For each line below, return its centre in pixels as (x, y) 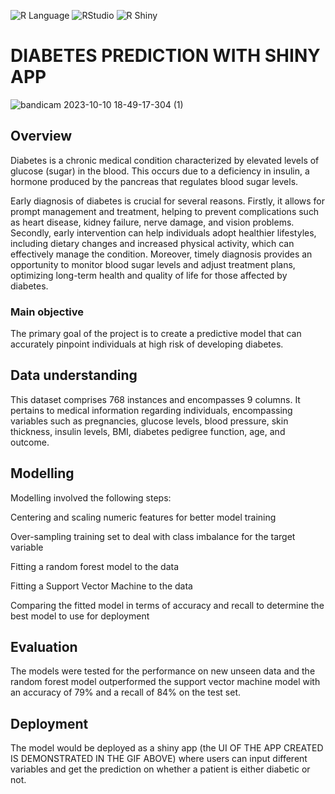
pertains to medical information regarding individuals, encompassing (151, 410)
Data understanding (74, 375)
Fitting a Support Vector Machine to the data (101, 586)
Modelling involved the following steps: (91, 497)
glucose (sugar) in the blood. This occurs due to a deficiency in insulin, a (160, 171)
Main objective (47, 312)
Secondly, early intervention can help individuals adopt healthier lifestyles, (163, 232)
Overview (41, 136)
